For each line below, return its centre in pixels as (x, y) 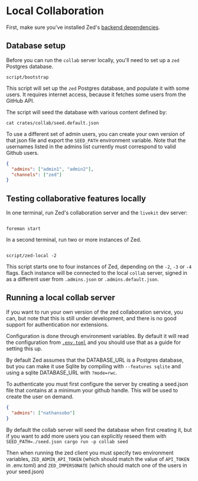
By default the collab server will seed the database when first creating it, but (99, 430)
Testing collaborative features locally (76, 198)
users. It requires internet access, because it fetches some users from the (96, 94)
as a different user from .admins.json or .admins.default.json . (83, 279)
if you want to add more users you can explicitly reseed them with (86, 436)
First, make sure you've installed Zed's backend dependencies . (83, 27)
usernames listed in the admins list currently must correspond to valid (91, 147)
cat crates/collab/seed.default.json (53, 123)
